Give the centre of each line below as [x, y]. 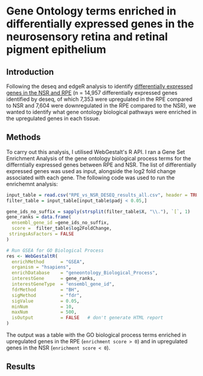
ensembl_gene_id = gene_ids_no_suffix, [61, 223]
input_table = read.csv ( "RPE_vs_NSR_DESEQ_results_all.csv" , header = [97, 195]
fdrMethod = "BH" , [46, 290]
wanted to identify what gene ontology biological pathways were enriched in [101, 112]
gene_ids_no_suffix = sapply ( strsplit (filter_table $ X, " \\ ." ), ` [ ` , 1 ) [98, 212]
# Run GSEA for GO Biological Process [55, 250]
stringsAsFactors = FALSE [41, 234]
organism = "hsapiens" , [41, 267]
